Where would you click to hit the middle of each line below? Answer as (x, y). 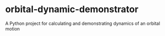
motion (13, 28)
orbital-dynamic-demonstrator (72, 9)
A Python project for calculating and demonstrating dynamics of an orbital (83, 23)
